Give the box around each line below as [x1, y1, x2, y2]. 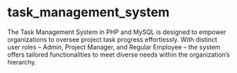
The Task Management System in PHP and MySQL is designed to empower [7, 28, 226, 36]
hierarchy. [7, 57, 37, 66]
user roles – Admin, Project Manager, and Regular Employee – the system [7, 43, 221, 51]
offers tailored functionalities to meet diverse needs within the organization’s [7, 50, 231, 59]
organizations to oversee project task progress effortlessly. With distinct [7, 35, 217, 43]
